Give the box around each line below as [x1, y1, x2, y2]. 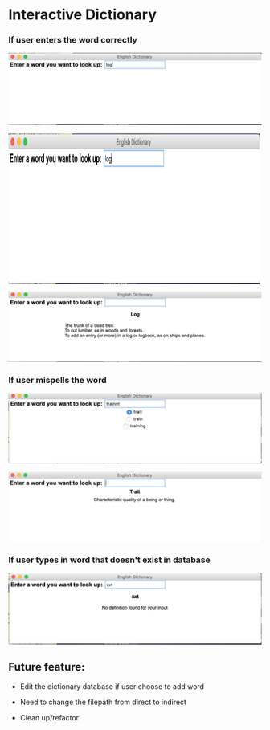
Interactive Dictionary [8, 6, 157, 24]
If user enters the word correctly [8, 35, 138, 46]
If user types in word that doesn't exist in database [8, 554, 211, 565]
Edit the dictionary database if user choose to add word [19, 681, 205, 691]
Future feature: [8, 660, 86, 674]
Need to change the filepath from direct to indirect [19, 697, 187, 707]
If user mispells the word [8, 374, 107, 385]
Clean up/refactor [19, 712, 79, 722]
